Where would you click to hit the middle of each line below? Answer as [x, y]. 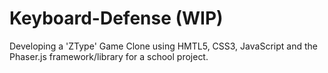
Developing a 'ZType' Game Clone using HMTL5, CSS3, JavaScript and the [163, 46]
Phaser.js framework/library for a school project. [109, 56]
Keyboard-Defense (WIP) [116, 18]
